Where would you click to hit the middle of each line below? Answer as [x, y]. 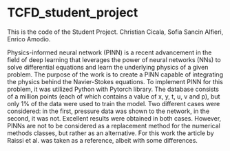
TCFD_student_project [73, 13]
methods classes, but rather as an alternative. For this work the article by [111, 133]
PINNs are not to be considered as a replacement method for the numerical [114, 125]
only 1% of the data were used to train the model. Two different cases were [114, 103]
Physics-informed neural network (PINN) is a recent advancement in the [109, 52]
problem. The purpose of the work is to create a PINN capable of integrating [115, 74]
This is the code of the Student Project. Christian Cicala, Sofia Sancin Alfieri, [115, 32]
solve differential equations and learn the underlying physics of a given [108, 67]
